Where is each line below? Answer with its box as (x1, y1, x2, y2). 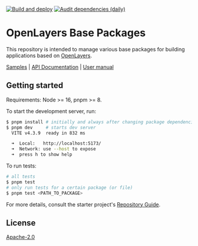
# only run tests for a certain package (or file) (6, 185, 133, 191)
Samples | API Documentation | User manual (6, 63, 114, 70)
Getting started (6, 80, 64, 91)
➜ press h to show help (11, 152, 72, 158)
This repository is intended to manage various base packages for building (6, 45, 185, 53)
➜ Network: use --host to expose (11, 146, 96, 152)
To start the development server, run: (6, 107, 96, 114)
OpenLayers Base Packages (6, 27, 146, 40)
